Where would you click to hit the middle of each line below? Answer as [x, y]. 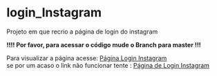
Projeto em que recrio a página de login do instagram [82, 31]
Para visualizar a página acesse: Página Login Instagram [87, 58]
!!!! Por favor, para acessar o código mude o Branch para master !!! [104, 45]
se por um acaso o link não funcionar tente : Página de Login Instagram [108, 65]
